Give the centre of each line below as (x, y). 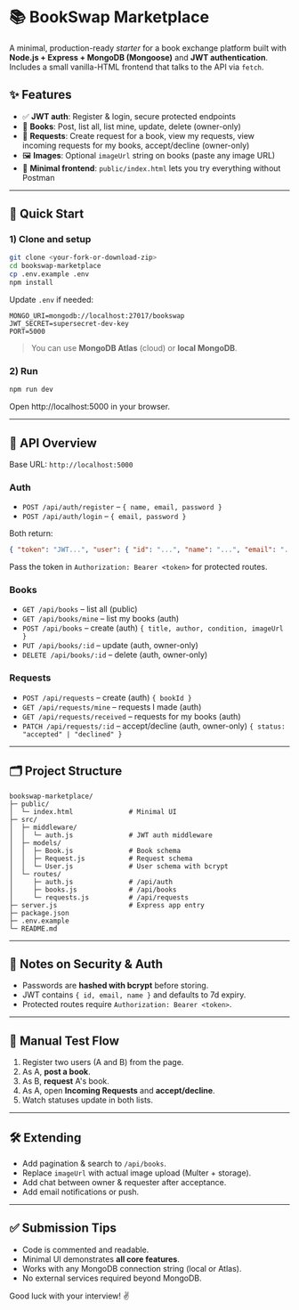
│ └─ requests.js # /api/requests (99, 897)
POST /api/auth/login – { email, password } (104, 517)
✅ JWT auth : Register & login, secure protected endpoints (129, 116)
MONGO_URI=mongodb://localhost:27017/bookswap (97, 316)
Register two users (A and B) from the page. (103, 1062)
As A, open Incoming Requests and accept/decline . (118, 1091)
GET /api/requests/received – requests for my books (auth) (132, 716)
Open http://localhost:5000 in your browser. (90, 407)
